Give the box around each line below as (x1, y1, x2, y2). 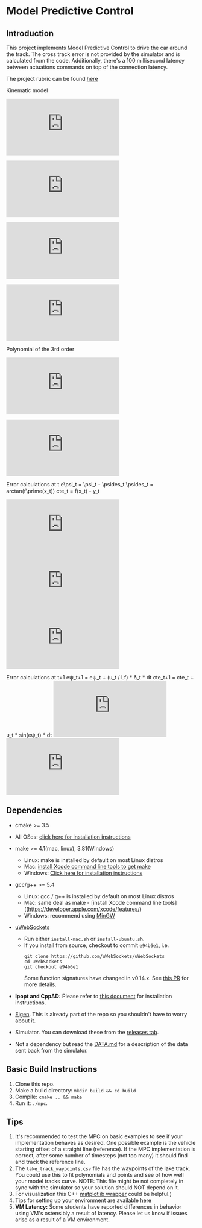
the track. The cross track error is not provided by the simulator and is (6, 51, 180, 58)
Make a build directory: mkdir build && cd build (14, 1086, 136, 1094)
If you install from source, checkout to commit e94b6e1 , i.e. (24, 942, 169, 949)
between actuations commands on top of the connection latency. (6, 63, 168, 71)
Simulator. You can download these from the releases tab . (14, 1028, 159, 1036)
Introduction (6, 28, 54, 39)
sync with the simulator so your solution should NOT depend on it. (14, 1184, 180, 1191)
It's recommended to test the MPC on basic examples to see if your (14, 1133, 183, 1140)
